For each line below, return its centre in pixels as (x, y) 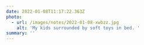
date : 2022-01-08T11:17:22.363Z (45, 11)
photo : (14, 17)
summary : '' (20, 33)
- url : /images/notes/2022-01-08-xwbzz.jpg (65, 22)
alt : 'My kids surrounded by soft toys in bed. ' (78, 28)
